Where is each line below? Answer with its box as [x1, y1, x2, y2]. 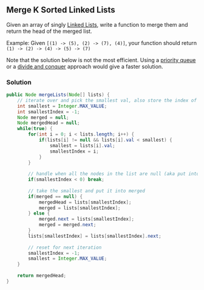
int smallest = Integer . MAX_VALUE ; [17, 103, 107, 109]
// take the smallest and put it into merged [28, 188, 146, 194]
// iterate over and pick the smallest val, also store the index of [17, 97, 197, 103]
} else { [28, 210, 50, 216]
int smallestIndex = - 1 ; [17, 109, 80, 115]
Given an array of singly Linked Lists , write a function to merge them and [6, 21, 188, 28]
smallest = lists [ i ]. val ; [49, 142, 115, 148]
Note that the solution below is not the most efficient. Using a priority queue [6, 56, 196, 63]
